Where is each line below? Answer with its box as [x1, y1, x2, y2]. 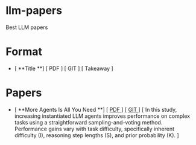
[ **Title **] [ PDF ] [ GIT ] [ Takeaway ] [14, 65, 114, 72]
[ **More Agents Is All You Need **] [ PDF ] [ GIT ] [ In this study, [14, 106, 177, 113]
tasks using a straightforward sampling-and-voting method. [14, 118, 163, 126]
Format [5, 45, 43, 59]
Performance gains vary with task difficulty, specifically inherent [14, 125, 175, 132]
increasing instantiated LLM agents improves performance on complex [14, 112, 191, 120]
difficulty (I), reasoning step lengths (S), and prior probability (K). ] [14, 131, 179, 139]
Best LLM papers [5, 24, 48, 31]
